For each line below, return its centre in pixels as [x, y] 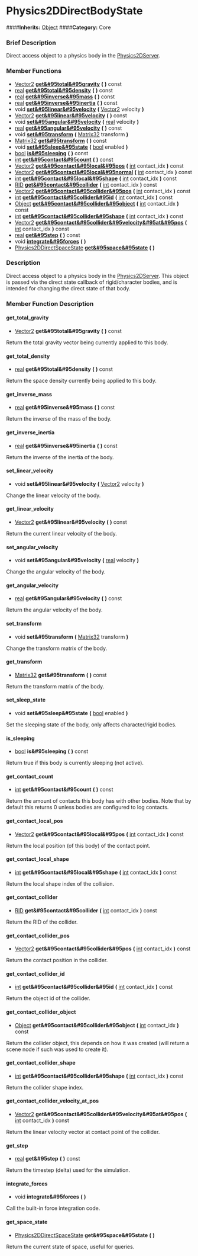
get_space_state [27, 1222]
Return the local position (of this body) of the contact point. [78, 845]
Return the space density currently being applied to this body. [81, 381]
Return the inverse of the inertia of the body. [60, 457]
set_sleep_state [26, 700]
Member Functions [34, 71]
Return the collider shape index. [45, 1087]
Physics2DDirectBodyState [74, 11]
